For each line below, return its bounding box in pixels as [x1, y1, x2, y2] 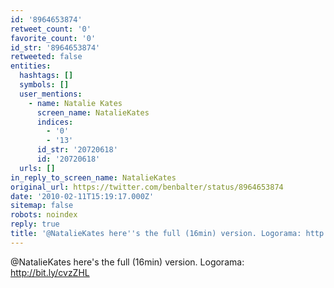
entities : [10, 61, 52, 71]
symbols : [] [19, 80, 70, 90]
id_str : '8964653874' [10, 42, 101, 53]
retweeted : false [10, 52, 83, 62]
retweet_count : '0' [10, 24, 92, 34]
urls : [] [19, 163, 56, 173]
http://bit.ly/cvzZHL [10, 266, 90, 278]
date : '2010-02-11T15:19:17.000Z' [10, 191, 155, 201]
